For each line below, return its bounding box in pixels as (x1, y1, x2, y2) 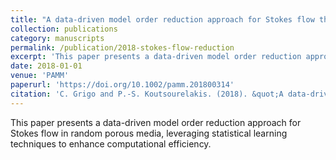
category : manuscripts (10, 33, 105, 43)
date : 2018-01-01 (10, 61, 83, 71)
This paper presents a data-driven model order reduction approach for (10, 116, 302, 128)
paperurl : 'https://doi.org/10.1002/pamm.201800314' (10, 80, 235, 90)
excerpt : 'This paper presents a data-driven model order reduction (10, 52, 302, 62)
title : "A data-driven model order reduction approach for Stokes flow (10, 14, 315, 25)
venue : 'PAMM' (10, 71, 70, 81)
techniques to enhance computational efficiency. (10, 137, 212, 150)
